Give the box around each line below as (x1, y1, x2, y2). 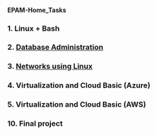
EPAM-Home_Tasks (7, 6, 66, 14)
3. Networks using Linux (7, 61, 93, 71)
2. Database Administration (7, 43, 104, 53)
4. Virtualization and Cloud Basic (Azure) (7, 80, 151, 90)
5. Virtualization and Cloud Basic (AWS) (7, 99, 146, 109)
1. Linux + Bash (7, 23, 60, 33)
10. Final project (7, 119, 63, 129)
